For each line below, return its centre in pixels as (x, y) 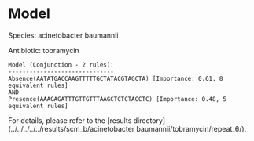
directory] (149, 120)
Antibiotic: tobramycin (44, 50)
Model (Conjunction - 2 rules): (61, 65)
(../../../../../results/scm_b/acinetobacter (72, 128)
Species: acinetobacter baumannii (63, 35)
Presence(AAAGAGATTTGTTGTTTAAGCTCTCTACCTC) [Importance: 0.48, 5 (117, 99)
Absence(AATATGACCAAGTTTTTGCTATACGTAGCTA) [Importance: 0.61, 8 (116, 78)
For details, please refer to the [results (70, 120)
